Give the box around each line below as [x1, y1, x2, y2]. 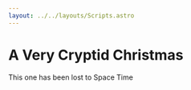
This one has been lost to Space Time [8, 72, 134, 82]
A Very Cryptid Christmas [8, 45, 184, 64]
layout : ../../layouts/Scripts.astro [8, 11, 135, 20]
